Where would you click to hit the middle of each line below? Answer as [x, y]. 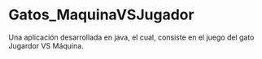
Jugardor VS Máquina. [46, 45]
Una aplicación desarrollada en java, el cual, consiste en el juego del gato [131, 37]
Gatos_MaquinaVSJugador [101, 15]
